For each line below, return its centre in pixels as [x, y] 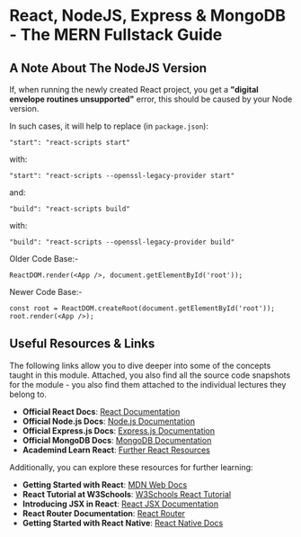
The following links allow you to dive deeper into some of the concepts [140, 365]
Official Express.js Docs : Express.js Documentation [119, 430]
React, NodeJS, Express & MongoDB [147, 16]
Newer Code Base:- [46, 292]
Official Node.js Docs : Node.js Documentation [109, 421]
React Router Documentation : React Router [104, 513]
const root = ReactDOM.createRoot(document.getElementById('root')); [142, 309]
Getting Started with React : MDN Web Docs [105, 484]
